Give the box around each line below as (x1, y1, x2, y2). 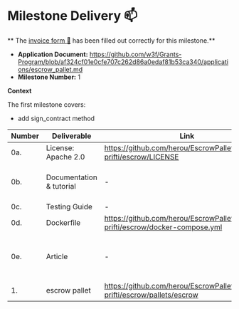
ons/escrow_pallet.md (17, 65, 83, 73)
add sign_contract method (17, 114, 95, 122)
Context (7, 86, 32, 95)
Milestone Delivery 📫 (7, 8, 138, 24)
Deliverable (52, 131, 92, 141)
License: (46, 142, 75, 152)
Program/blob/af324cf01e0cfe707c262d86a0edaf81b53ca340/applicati (17, 57, 229, 66)
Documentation (46, 172, 97, 182)
